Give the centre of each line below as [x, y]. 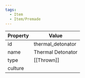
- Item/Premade [25, 19]
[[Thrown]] [46, 60]
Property [18, 36]
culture [16, 69]
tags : [11, 10]
